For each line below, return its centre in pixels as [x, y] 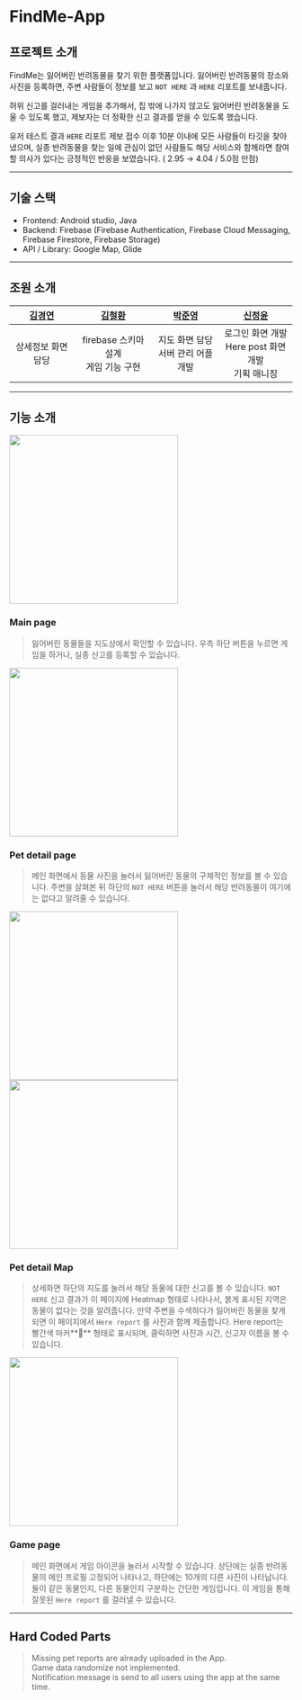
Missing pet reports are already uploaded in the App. [129, 1659]
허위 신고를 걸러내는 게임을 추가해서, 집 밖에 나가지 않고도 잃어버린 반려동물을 [145, 106]
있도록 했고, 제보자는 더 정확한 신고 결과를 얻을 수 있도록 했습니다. [143, 117]
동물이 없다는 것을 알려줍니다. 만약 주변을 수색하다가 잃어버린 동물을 [150, 1310]
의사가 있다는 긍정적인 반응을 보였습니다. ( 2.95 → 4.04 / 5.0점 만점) [138, 158]
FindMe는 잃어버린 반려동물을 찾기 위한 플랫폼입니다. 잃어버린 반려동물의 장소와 [149, 75]
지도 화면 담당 [186, 339]
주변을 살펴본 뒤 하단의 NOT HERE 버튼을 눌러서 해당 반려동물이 [159, 887]
